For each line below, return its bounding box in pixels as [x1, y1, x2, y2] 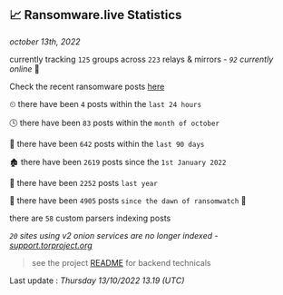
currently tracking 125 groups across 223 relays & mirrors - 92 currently [9, 54, 274, 64]
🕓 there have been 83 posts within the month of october [9, 117, 220, 128]
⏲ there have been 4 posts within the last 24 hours [9, 98, 202, 109]
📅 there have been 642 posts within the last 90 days [9, 138, 205, 149]
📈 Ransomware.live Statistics [9, 7, 182, 23]
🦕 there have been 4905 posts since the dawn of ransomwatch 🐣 [9, 194, 247, 206]
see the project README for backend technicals [31, 257, 211, 268]
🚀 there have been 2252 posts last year [9, 177, 159, 188]
